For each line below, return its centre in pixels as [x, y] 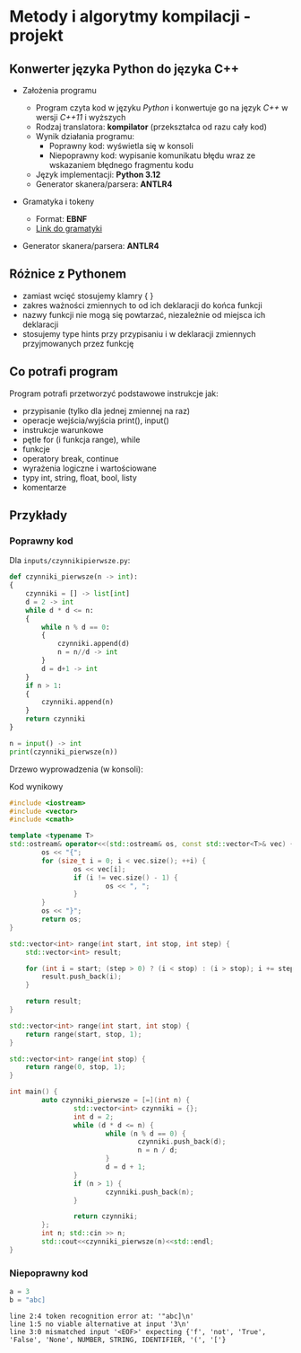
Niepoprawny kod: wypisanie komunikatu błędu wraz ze [152, 155]
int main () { [34, 1092]
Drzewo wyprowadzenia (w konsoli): [76, 769]
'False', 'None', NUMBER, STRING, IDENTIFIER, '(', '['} [118, 1340]
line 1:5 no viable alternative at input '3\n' [100, 1324]
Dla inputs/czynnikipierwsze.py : [70, 561]
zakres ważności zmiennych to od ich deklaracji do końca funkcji [142, 305]
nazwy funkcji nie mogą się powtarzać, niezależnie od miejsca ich [144, 314]
